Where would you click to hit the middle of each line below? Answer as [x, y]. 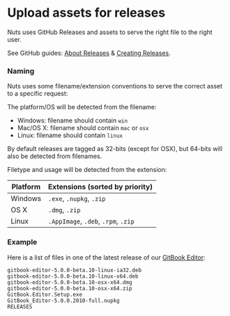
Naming [21, 71]
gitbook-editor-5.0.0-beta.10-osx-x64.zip [70, 288]
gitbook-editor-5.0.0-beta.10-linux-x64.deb [73, 276]
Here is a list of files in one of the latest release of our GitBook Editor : [106, 257]
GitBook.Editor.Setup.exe [45, 294]
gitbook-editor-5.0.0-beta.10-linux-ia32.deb [74, 270]
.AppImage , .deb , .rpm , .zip [91, 221]
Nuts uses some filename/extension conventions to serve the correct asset [115, 86]
